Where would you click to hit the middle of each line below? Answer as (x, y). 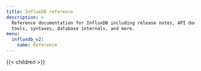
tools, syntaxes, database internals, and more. (73, 28)
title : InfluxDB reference (40, 12)
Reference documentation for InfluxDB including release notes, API (99, 23)
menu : (13, 34)
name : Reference (37, 45)
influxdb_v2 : (28, 39)
